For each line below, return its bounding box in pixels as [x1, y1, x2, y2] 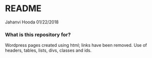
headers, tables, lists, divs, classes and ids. [5, 47, 92, 54]
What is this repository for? [5, 31, 71, 38]
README [5, 3, 42, 14]
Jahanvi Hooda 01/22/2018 [5, 19, 59, 25]
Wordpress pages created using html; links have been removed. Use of [5, 42, 147, 48]
